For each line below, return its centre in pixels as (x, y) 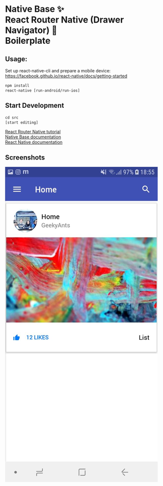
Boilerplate (28, 41)
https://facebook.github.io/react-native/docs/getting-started (66, 76)
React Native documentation (34, 142)
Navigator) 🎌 (31, 30)
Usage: (16, 59)
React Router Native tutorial (33, 131)
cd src (12, 117)
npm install (17, 86)
